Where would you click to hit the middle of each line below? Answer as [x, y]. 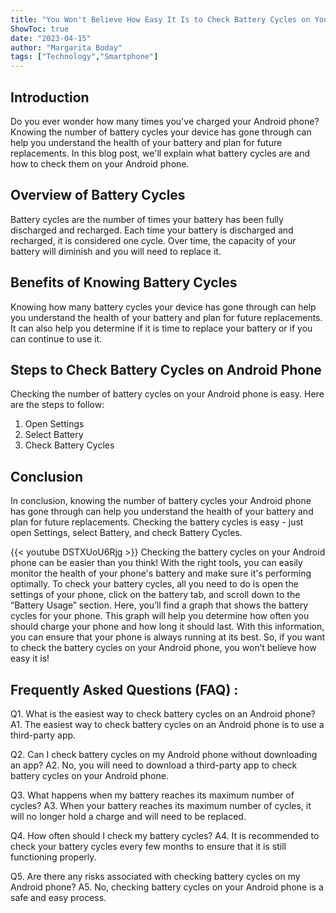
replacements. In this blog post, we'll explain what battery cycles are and [160, 153]
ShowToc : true [40, 29]
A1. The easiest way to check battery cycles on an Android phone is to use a [167, 724]
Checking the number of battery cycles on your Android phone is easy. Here [167, 394]
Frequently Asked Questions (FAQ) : [124, 689]
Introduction [50, 97]
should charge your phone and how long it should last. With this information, [167, 627]
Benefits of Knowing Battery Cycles [124, 282]
